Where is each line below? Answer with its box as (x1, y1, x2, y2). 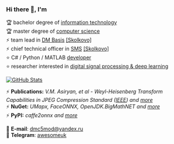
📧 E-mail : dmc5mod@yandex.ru (6, 125, 84, 132)
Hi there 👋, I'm (6, 5, 47, 13)
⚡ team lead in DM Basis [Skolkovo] (6, 36, 92, 43)
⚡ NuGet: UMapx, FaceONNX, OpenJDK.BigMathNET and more (6, 103, 160, 110)
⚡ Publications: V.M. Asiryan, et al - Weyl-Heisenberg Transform (6, 88, 163, 95)
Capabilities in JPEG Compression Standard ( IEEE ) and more (6, 97, 153, 104)
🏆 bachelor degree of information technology (6, 19, 117, 26)
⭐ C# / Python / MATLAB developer (6, 54, 92, 61)
